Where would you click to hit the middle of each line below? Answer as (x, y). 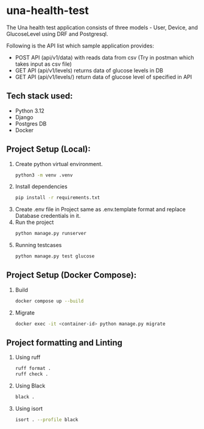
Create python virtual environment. (59, 164)
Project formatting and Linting (65, 343)
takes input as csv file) (43, 64)
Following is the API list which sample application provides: (80, 46)
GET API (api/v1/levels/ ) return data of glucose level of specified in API (104, 77)
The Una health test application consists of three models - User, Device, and (102, 27)
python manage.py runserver (51, 234)
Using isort (29, 409)
